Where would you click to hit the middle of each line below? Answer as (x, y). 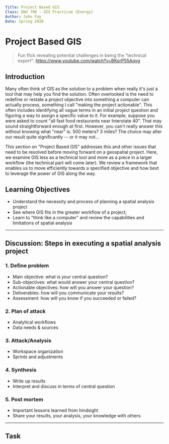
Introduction (25, 76)
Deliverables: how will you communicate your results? (68, 293)
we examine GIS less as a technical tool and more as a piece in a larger (79, 157)
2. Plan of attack (26, 311)
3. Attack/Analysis (28, 340)
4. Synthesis (21, 370)
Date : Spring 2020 (24, 21)
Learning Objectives (38, 189)
